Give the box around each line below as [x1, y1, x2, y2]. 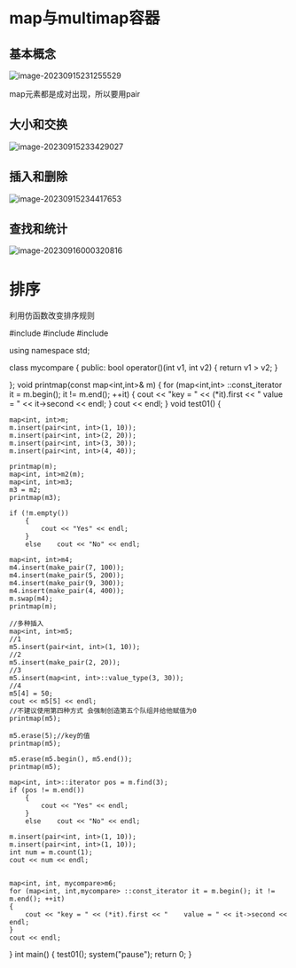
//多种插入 [9, 619, 44, 629]
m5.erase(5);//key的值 [9, 732, 90, 741]
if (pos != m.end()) [9, 786, 86, 795]
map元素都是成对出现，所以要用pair [9, 89, 140, 99]
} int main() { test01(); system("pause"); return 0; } [9, 949, 192, 960]
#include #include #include [9, 328, 109, 338]
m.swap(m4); [9, 594, 53, 604]
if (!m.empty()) [9, 509, 69, 518]
